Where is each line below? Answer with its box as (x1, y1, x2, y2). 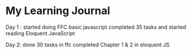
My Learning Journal (5, 4, 111, 18)
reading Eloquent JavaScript (5, 29, 75, 36)
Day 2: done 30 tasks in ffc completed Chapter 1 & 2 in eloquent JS (5, 41, 170, 48)
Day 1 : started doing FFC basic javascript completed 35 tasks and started (5, 23, 187, 31)
